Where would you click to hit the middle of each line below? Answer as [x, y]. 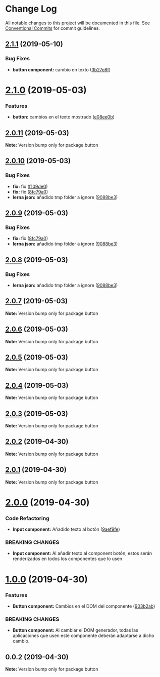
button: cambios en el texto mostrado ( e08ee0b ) [63, 117]
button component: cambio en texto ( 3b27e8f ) [62, 69]
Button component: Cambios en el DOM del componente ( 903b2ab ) [84, 606]
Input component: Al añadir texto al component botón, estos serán [82, 553]
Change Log [31, 9]
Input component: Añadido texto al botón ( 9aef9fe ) [66, 529]
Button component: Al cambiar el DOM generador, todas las [75, 630]
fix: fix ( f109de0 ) [30, 186]
